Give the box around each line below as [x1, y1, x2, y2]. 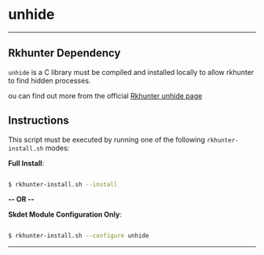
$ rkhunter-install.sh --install [8, 180, 118, 188]
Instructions [8, 114, 69, 128]
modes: [45, 143, 70, 153]
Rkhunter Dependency [8, 46, 121, 60]
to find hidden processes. [8, 76, 91, 85]
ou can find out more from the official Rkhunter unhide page [8, 91, 203, 100]
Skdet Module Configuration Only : [8, 210, 122, 220]
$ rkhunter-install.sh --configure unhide [8, 232, 149, 240]
